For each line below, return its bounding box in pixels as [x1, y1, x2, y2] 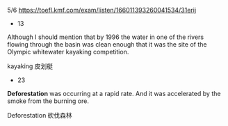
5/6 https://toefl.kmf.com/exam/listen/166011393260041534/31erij [7, 6, 197, 14]
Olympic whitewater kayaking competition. [7, 48, 129, 56]
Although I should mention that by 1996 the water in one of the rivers [7, 33, 204, 41]
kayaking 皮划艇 [7, 62, 54, 70]
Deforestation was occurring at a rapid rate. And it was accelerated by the [7, 90, 221, 97]
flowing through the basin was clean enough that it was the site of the [7, 40, 207, 48]
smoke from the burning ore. [7, 97, 89, 105]
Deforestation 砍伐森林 [7, 111, 73, 119]
